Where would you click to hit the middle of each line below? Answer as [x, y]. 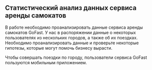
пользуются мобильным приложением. [46, 62]
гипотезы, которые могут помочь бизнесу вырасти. [59, 48]
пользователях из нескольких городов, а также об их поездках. [71, 37]
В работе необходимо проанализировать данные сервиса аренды [74, 27]
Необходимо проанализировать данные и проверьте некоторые [72, 43]
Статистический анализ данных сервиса [71, 8]
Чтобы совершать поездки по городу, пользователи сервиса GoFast [76, 57]
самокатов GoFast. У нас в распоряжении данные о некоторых [70, 32]
